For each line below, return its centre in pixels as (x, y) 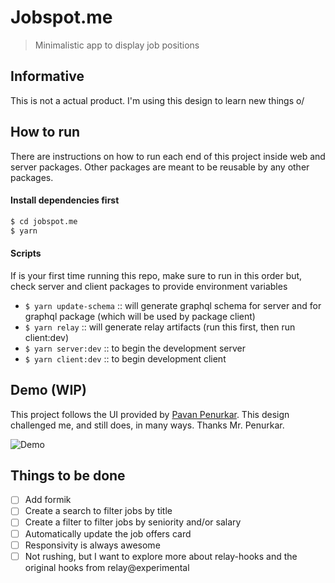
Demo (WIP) (48, 390)
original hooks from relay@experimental (107, 567)
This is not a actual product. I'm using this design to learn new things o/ (157, 100)
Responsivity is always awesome (92, 545)
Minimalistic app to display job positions (117, 45)
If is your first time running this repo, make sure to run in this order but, (156, 275)
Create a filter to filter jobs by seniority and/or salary (133, 522)
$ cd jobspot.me (44, 221)
